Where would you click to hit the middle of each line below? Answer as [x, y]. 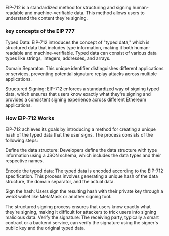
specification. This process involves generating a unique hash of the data [82, 176]
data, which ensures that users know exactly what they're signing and [78, 94]
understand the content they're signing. [47, 18]
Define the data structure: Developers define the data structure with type [81, 150]
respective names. [25, 161]
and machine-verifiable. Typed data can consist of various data [91, 53]
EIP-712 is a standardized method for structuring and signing [68, 7]
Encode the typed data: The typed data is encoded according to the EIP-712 [84, 171]
